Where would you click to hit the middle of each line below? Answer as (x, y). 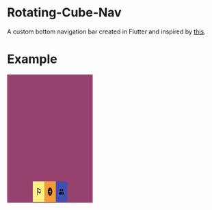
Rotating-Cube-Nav (64, 13)
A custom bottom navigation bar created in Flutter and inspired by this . (107, 31)
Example (32, 59)
